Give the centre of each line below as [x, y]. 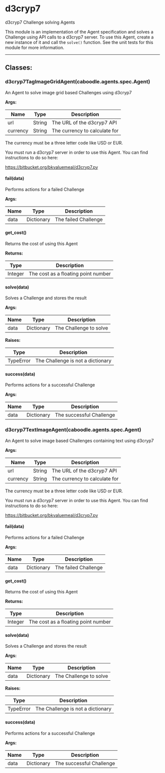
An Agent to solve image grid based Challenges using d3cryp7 [69, 92]
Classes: [19, 68]
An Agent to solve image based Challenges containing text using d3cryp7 [79, 441]
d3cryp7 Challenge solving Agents [40, 22]
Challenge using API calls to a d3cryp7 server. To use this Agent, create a [79, 37]
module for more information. [35, 47]
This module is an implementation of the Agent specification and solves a [79, 32]
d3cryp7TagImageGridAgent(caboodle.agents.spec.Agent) [78, 82]
